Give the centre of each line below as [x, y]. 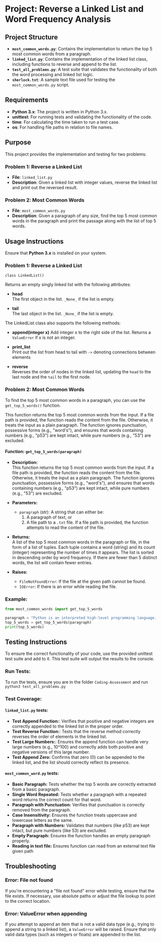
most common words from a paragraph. [52, 54]
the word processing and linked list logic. [53, 74]
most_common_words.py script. [41, 85]
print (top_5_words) [25, 627]
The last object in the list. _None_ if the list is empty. [63, 314]
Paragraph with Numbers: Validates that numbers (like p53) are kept [81, 826]
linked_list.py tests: [27, 710]
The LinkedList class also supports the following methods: [63, 323]
